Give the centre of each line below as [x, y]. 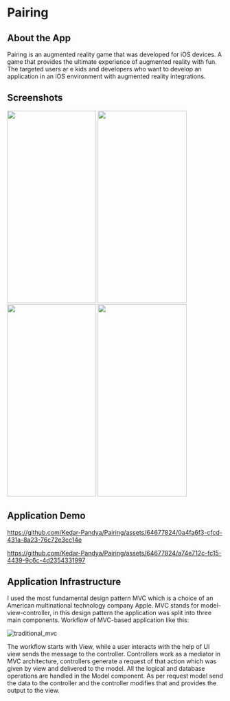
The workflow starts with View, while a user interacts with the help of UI [108, 647]
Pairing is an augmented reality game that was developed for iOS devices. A [114, 54]
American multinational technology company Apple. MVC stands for [103, 606]
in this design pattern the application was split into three [132, 613]
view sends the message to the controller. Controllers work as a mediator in [114, 654]
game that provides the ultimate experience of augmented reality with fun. [112, 62]
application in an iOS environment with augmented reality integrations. [106, 76]
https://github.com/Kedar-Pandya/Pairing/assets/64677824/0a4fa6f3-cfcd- [115, 532]
